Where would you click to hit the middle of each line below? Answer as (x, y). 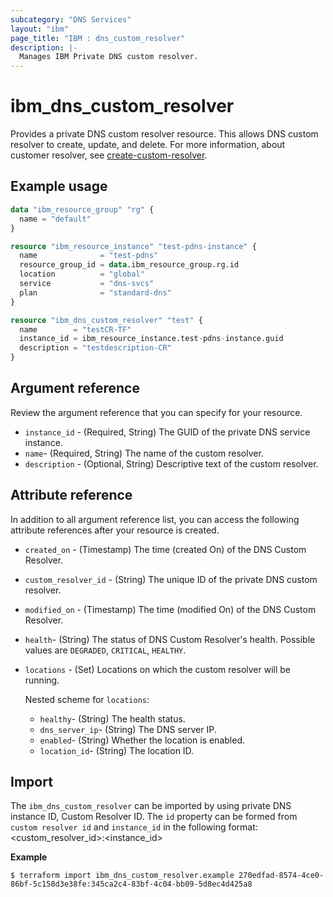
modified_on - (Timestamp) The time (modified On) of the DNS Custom (170, 609)
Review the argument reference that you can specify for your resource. (156, 412)
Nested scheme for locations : (87, 699)
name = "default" (55, 219)
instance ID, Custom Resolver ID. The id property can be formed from (154, 817)
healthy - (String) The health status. (112, 718)
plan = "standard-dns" (95, 292)
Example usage (59, 186)
